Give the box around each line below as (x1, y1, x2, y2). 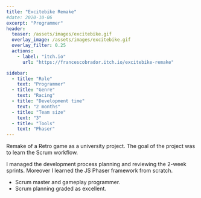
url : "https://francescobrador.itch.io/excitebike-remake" (22, 59, 174, 65)
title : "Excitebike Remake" (6, 8, 77, 15)
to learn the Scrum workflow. (6, 149, 78, 156)
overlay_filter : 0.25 (11, 43, 66, 49)
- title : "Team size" (11, 109, 66, 115)
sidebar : (6, 70, 28, 76)
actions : (11, 48, 34, 54)
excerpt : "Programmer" (6, 20, 63, 26)
